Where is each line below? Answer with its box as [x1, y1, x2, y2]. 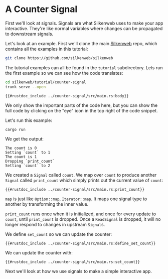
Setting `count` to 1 [5, 150, 51, 155]
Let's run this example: [5, 117, 53, 123]
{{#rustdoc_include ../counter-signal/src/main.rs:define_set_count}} [5, 241, 156, 246]
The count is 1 [5, 155, 37, 160]
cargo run [5, 127, 26, 132]
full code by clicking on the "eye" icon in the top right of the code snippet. [5, 107, 158, 113]
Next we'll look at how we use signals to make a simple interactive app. [5, 268, 152, 274]
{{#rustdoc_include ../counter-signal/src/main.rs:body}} [5, 93, 129, 98]
